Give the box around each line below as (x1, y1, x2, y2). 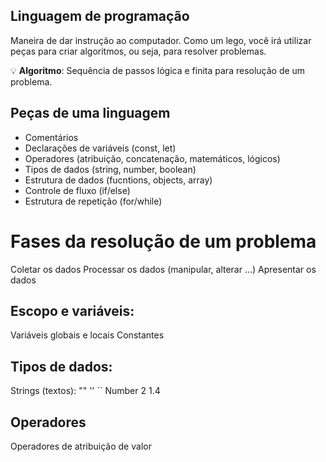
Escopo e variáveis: (10, 302, 135, 319)
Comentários (24, 131, 79, 143)
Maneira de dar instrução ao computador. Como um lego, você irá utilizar (10, 34, 312, 46)
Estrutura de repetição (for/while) (24, 195, 163, 207)
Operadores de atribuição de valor (10, 440, 152, 452)
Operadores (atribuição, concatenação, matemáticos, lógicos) (24, 152, 281, 164)
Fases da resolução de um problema (10, 230, 317, 253)
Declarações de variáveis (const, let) (24, 142, 177, 154)
